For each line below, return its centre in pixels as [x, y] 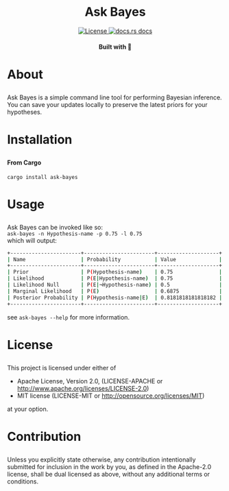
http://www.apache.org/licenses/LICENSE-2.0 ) [83, 388]
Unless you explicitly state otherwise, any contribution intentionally [101, 459]
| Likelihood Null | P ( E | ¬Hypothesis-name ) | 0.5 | [115, 285]
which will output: [32, 240]
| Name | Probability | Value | [115, 259]
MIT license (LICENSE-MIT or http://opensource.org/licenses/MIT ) [111, 396]
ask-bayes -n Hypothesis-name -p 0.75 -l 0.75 [75, 234]
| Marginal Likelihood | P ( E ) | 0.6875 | [115, 291]
